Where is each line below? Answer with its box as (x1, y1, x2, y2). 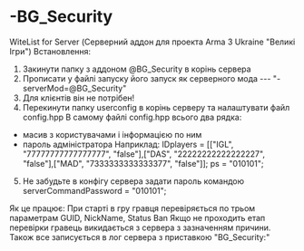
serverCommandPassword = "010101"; (22, 185, 167, 196)
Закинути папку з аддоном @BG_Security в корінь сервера (22, 63, 251, 74)
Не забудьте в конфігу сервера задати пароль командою (22, 175, 245, 187)
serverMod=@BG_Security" (22, 82, 127, 93)
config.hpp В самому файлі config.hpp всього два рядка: (22, 111, 242, 122)
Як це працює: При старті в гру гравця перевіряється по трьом (9, 202, 256, 214)
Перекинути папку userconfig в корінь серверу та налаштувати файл (22, 101, 290, 112)
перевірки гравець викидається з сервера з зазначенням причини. (9, 222, 271, 233)
